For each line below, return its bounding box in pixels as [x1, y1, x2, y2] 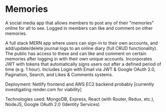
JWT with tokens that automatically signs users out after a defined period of [5, 61, 162, 67]
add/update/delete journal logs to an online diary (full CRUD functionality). [5, 45, 158, 51]
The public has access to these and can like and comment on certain [5, 51, 147, 56]
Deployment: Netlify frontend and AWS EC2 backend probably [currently [5, 81, 155, 87]
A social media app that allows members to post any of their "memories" [5, 20, 154, 26]
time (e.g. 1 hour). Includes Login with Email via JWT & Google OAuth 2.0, [5, 66, 156, 72]
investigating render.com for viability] [5, 86, 82, 92]
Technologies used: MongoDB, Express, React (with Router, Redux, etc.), [5, 96, 155, 102]
